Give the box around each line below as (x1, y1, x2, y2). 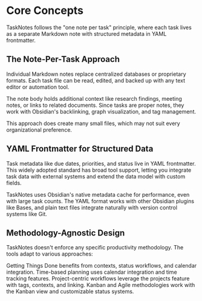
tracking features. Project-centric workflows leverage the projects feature (6, 275, 190, 282)
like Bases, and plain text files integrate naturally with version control (6, 204, 177, 211)
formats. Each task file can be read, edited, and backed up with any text (6, 76, 186, 84)
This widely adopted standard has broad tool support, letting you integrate (6, 166, 192, 174)
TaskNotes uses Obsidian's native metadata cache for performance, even (6, 191, 190, 198)
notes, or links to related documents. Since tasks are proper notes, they (6, 101, 184, 109)
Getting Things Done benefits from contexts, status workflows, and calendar (6, 262, 197, 269)
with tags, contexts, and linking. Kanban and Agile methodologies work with (6, 282, 195, 289)
